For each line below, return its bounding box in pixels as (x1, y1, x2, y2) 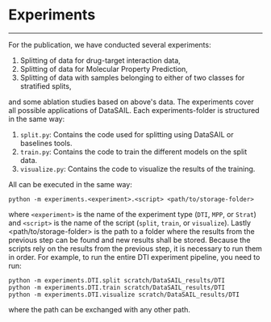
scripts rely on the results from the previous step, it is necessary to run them (8, 244, 262, 253)
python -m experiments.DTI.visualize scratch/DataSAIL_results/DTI (8, 291, 240, 299)
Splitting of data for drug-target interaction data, (19, 55, 181, 65)
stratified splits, (19, 81, 72, 90)
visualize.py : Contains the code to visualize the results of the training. (19, 164, 256, 174)
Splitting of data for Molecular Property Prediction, (19, 64, 188, 73)
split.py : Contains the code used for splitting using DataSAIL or (19, 129, 234, 139)
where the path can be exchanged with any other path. (8, 304, 191, 314)
